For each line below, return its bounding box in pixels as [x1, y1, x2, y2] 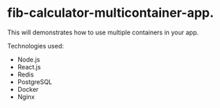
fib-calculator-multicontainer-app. [7, 5, 214, 21]
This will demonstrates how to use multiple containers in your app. [7, 28, 199, 36]
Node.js [17, 55, 41, 64]
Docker [17, 85, 39, 93]
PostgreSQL [17, 77, 53, 86]
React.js [17, 62, 41, 71]
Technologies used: [7, 41, 64, 50]
